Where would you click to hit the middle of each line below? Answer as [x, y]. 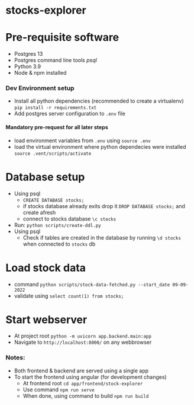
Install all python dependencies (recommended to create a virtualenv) [99, 101]
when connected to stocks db [59, 244]
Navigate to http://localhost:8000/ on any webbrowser [83, 342]
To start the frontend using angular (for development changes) [90, 377]
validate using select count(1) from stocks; [69, 296]
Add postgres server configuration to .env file [69, 114]
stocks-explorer [46, 10]
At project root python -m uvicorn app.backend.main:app [83, 336]
